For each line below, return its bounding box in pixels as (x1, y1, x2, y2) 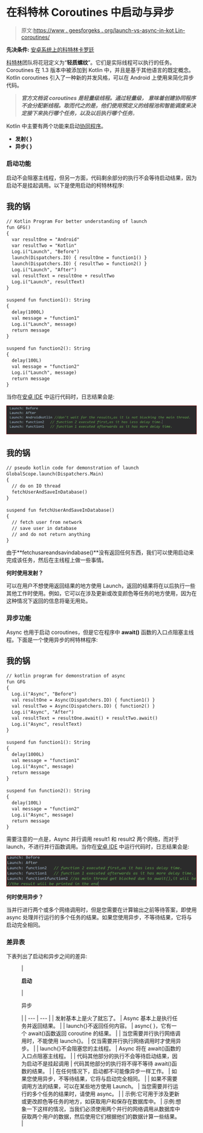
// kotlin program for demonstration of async (6, 673, 126, 679)
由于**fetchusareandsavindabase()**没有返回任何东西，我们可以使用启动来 (6, 549, 195, 557)
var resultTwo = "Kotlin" (11, 243, 77, 249)
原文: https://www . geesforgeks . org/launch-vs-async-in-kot (21, 27, 174, 34)
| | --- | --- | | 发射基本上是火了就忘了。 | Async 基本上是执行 (21, 1014, 173, 1022)
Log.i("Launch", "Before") (11, 249, 80, 255)
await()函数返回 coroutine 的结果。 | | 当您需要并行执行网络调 (28, 1030, 181, 1037)
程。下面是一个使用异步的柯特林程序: (6, 636, 98, 644)
